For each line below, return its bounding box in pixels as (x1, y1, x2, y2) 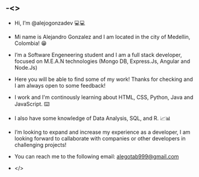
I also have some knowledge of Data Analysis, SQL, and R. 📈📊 (14, 115, 171, 122)
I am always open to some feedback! (14, 82, 106, 89)
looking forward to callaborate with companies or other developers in (14, 134, 186, 142)
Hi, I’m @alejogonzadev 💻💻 (14, 19, 85, 26)
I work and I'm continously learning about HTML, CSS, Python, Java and (14, 94, 194, 101)
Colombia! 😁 (14, 40, 47, 47)
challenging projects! (14, 141, 67, 148)
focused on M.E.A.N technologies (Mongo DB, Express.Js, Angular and (14, 58, 191, 65)
